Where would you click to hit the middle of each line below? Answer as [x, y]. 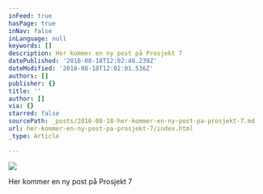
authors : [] [28, 76]
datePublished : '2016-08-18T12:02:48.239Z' [83, 61]
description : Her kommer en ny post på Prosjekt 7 [95, 53]
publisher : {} [32, 83]
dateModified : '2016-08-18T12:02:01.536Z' [81, 69]
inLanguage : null [38, 38]
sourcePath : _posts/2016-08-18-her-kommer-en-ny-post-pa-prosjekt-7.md [131, 121]
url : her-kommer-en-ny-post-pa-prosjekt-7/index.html [101, 129]
